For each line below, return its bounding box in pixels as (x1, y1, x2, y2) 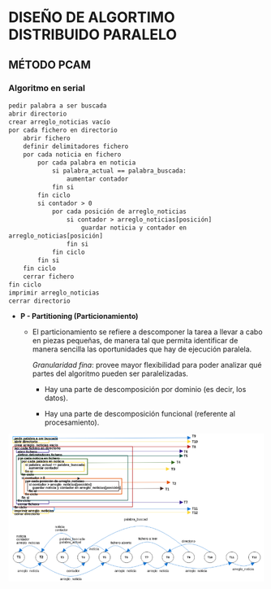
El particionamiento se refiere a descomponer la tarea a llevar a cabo (32, 326, 263, 337)
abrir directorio (8, 110, 67, 118)
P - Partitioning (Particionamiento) (19, 311, 139, 321)
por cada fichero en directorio (8, 126, 118, 134)
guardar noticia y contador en (80, 224, 187, 232)
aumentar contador (66, 175, 129, 183)
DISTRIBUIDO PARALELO (8, 25, 177, 44)
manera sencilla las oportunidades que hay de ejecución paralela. (32, 344, 252, 354)
